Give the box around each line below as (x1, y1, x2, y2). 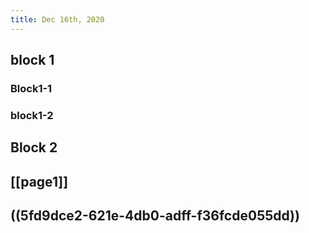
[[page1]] (10, 173, 69, 190)
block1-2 (10, 108, 54, 122)
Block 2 (10, 139, 58, 156)
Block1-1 (10, 81, 53, 95)
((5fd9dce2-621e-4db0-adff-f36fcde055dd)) (10, 207, 300, 225)
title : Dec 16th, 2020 (10, 14, 105, 25)
